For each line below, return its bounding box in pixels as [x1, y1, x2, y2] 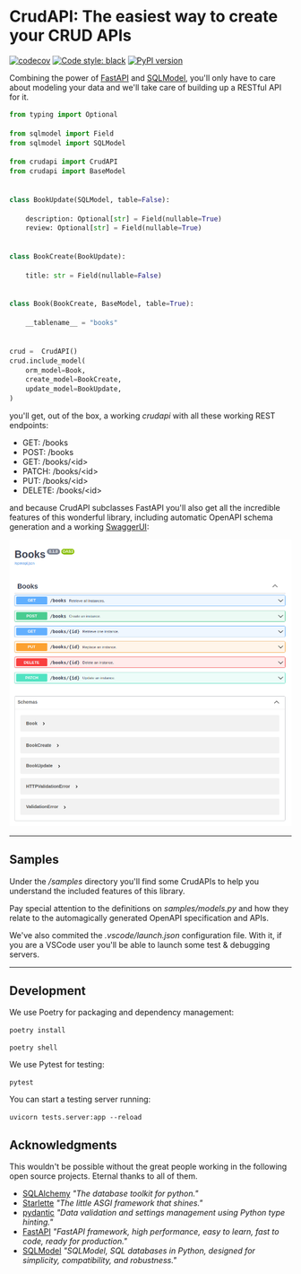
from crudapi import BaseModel [9, 167, 126, 176]
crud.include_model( [9, 356, 87, 365]
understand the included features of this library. [9, 885, 185, 896]
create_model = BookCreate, [25, 375, 123, 384]
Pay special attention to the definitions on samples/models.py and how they [9, 902, 289, 913]
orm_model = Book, [25, 365, 87, 374]
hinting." [21, 1217, 54, 1227]
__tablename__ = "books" [25, 319, 118, 328]
